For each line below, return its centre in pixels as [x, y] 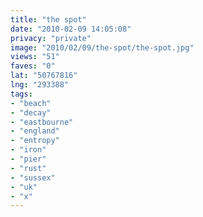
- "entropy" [35, 141]
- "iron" [28, 150]
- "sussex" [33, 177]
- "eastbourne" [42, 122]
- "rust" [28, 168]
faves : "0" [33, 66]
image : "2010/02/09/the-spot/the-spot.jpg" [102, 47]
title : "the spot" [48, 19]
